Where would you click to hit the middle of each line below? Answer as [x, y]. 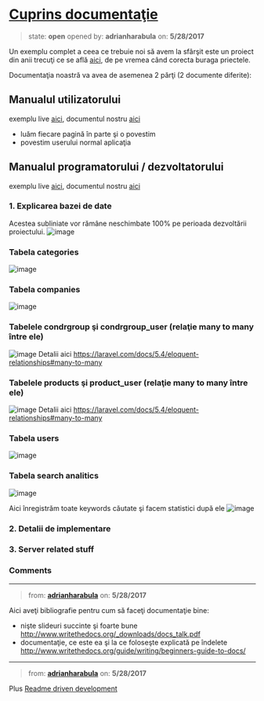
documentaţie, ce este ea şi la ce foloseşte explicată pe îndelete [124, 642]
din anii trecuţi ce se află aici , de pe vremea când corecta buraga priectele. [130, 60]
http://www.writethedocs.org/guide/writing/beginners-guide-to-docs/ [133, 651]
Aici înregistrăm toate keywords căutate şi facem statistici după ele [117, 508]
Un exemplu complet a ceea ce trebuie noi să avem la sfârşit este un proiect [131, 51]
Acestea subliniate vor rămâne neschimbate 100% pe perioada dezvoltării [128, 223]
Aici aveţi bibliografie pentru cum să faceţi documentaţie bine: [109, 610]
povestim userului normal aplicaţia [76, 142]
